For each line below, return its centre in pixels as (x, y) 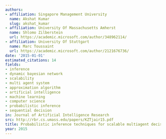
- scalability (20, 78)
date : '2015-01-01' (25, 55)
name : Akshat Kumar (30, 19)
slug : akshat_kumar (30, 23)
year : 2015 (16, 129)
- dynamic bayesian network (34, 74)
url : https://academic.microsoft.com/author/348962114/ (68, 37)
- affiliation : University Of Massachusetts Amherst (61, 28)
